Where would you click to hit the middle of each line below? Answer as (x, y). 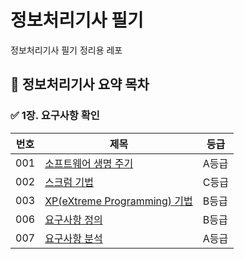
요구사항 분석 (73, 238)
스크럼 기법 (69, 182)
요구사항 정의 (73, 219)
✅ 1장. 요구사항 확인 (55, 116)
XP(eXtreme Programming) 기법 (118, 201)
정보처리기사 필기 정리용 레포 (66, 50)
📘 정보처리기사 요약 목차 (80, 84)
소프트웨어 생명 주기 (89, 163)
